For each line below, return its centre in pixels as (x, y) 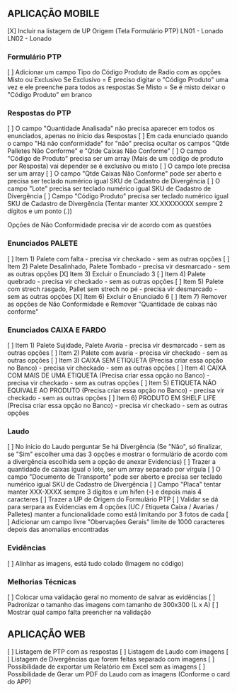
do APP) (19, 681)
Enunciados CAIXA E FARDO (57, 329)
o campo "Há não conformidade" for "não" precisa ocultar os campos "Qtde (118, 144)
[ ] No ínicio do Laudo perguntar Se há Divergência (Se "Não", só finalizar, (115, 447)
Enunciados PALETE (42, 244)
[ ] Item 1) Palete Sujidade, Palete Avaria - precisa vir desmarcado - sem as (116, 345)
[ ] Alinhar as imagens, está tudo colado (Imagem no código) (96, 563)
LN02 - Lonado (29, 38)
